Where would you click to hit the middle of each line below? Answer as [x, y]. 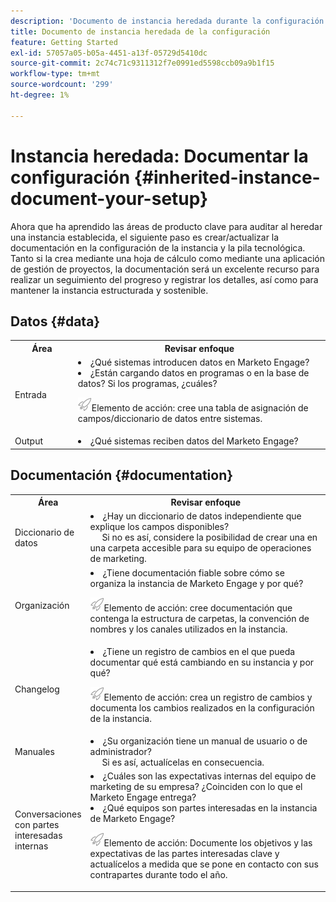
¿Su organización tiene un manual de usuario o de [205, 741]
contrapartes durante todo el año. [158, 875]
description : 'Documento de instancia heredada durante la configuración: [169, 21]
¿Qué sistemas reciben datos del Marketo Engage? [194, 441]
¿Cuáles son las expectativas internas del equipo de [209, 776]
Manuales [34, 752]
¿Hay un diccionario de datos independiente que [202, 516]
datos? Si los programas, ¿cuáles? [147, 384]
